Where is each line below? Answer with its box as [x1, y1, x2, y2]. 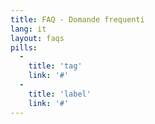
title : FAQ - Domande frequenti [10, 14, 145, 25]
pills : [10, 42, 38, 53]
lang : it [10, 24, 47, 34]
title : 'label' [28, 89, 92, 99]
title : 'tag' [28, 61, 83, 71]
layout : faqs [10, 33, 65, 43]
